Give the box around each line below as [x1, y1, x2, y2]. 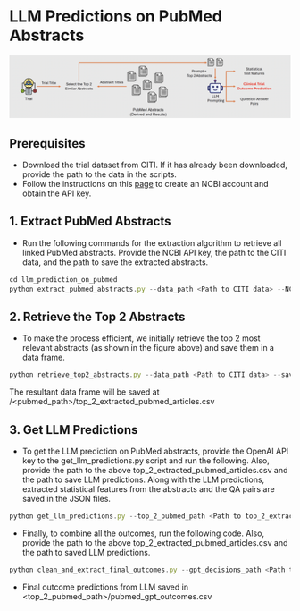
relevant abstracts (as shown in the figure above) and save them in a [21, 343, 275, 353]
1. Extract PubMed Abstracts [9, 214, 171, 229]
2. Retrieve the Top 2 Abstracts [9, 309, 186, 324]
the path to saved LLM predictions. [21, 547, 151, 557]
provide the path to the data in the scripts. [21, 168, 177, 180]
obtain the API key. [21, 188, 92, 199]
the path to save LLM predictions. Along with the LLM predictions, [21, 474, 265, 485]
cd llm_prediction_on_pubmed [9, 275, 118, 284]
